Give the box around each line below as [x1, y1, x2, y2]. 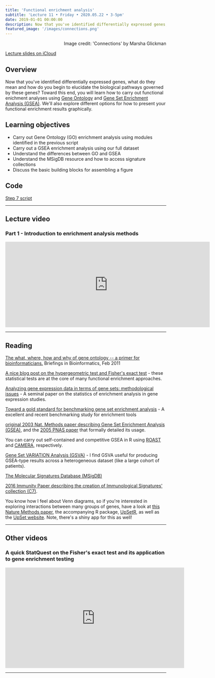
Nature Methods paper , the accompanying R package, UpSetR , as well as [5, 509, 160, 515]
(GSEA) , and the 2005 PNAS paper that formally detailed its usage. [5, 427, 146, 433]
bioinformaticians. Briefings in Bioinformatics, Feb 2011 [5, 360, 121, 367]
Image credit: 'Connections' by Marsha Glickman [63, 40, 166, 46]
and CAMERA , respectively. [5, 442, 63, 448]
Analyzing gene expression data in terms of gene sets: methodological [5, 385, 154, 392]
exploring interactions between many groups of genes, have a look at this [5, 503, 160, 510]
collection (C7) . [5, 488, 38, 494]
